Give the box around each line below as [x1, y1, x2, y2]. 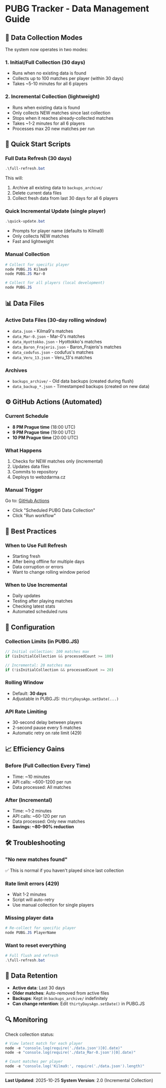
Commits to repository [12, 468, 58, 474]
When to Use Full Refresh [5, 542, 67, 549]
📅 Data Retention [5, 972, 58, 980]
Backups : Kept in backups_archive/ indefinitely [12, 995, 108, 1001]
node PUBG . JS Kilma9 [5, 267, 48, 272]
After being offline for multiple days [12, 558, 85, 564]
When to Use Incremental [5, 581, 68, 588]
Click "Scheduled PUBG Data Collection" [12, 507, 95, 513]
